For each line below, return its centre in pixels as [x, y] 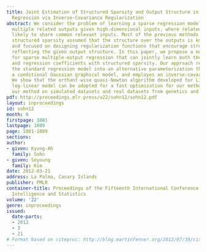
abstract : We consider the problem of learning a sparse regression [96, 23]
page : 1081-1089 [27, 132]
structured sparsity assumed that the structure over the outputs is [102, 40]
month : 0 [17, 114]
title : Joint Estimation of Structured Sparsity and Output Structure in [103, 12]
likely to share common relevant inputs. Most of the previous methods [105, 35]
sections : [19, 137]
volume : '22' [23, 199]
